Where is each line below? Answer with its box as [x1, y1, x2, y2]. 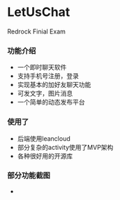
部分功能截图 [7, 171, 51, 180]
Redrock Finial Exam [7, 27, 66, 36]
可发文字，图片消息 [17, 89, 73, 98]
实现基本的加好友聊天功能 [17, 81, 91, 89]
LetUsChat [7, 4, 70, 20]
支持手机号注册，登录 [17, 72, 79, 80]
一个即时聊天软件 [17, 63, 67, 72]
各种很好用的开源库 [17, 151, 73, 160]
